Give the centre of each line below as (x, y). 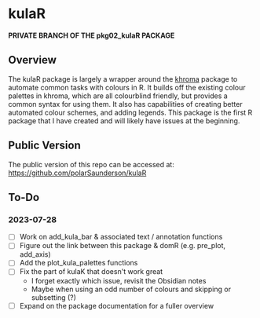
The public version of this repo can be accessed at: (91, 164)
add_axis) (35, 254)
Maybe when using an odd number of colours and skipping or (131, 289)
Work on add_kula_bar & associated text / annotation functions (121, 237)
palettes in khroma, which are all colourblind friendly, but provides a (118, 96)
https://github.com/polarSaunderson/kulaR (77, 173)
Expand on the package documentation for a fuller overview (117, 305)
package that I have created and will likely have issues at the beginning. (124, 121)
